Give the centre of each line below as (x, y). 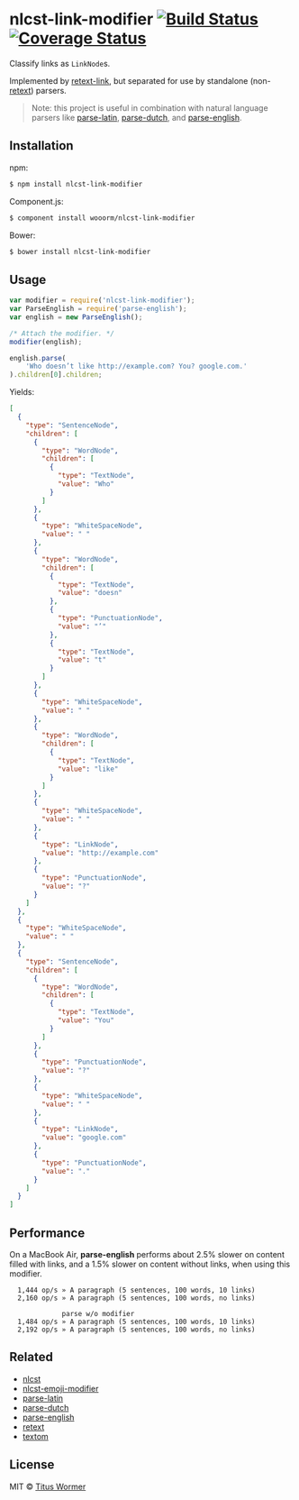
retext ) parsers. (38, 90)
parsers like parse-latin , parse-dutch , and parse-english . (136, 117)
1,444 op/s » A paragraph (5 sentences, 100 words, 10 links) (136, 1290)
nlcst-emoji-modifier (60, 1388)
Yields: (22, 392)
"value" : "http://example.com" (100, 853)
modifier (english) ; (46, 342)
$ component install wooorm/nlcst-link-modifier (102, 218)
